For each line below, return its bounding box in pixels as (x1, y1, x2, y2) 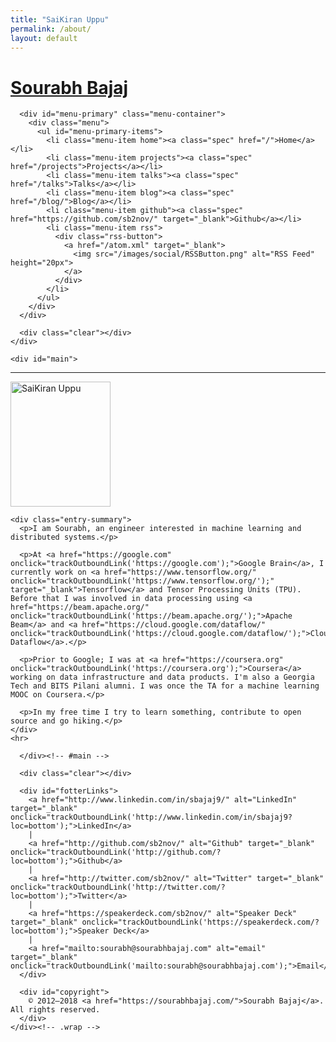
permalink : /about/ (10, 24, 92, 34)
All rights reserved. (10, 1005, 101, 1015)
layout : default (10, 33, 78, 43)
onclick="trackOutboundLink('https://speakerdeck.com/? (81, 917, 320, 928)
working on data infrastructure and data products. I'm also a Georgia (10, 672, 315, 683)
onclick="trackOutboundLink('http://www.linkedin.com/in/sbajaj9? (10, 812, 293, 823)
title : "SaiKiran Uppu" (10, 14, 110, 25)
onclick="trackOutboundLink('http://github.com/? (10, 847, 222, 858)
